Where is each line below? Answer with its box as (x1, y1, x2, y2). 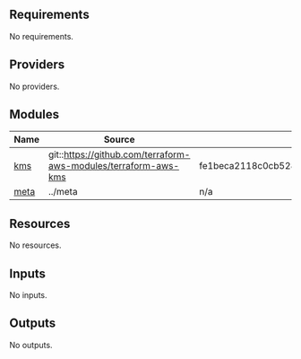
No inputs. (9, 290, 47, 301)
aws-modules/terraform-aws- (47, 160, 180, 172)
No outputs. (9, 339, 53, 350)
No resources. (9, 240, 62, 250)
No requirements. (9, 31, 74, 41)
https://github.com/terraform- (64, 148, 191, 161)
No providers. (9, 81, 60, 92)
